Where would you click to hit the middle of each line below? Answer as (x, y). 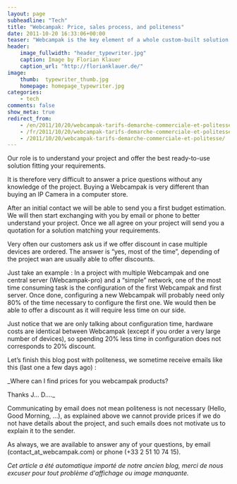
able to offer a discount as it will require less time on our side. (97, 310)
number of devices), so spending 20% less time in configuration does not (114, 339)
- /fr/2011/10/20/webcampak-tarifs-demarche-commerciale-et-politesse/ (127, 132)
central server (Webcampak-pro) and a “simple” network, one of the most (114, 280)
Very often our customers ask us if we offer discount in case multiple (108, 244)
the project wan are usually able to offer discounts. (81, 259)
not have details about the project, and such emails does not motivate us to (116, 423)
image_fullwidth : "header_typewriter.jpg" (83, 54)
